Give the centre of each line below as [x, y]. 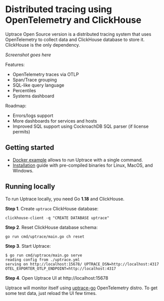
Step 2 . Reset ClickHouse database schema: [51, 227]
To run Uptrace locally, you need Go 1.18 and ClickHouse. [65, 199]
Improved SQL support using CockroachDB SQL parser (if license [80, 126]
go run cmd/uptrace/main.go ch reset [45, 237]
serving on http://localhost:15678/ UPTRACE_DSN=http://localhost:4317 [82, 264]
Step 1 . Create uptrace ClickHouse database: [52, 208]
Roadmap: [16, 105]
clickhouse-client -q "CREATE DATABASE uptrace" [57, 218]
